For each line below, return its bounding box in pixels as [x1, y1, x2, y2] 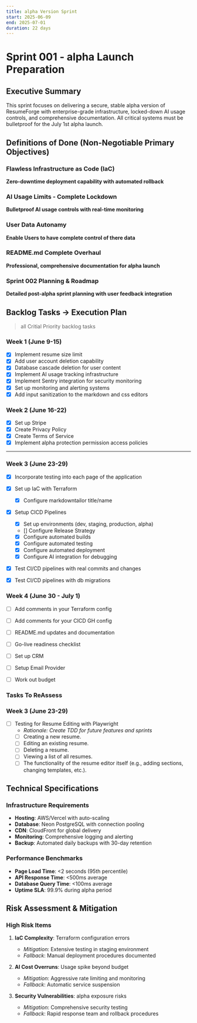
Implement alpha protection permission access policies [14, 439, 148, 446]
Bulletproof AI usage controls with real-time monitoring [6, 206, 144, 213]
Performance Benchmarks [6, 854, 83, 862]
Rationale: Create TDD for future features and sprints [23, 727, 152, 734]
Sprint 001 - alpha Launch [6, 51, 134, 64]
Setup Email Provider [14, 664, 66, 671]
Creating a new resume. [23, 733, 81, 740]
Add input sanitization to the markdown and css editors [14, 391, 148, 398]
